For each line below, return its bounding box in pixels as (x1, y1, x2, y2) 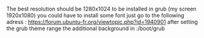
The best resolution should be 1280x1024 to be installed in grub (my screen (6, 6, 197, 12)
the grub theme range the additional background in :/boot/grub (6, 25, 165, 32)
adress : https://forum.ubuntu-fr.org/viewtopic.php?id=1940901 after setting (6, 18, 198, 25)
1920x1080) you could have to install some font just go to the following (6, 12, 185, 19)
